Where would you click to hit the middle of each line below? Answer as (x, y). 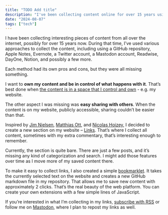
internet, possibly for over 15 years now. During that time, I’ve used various (82, 44)
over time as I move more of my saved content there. (59, 161)
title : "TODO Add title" (31, 10)
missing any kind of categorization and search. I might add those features (81, 156)
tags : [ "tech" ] (21, 24)
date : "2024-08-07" (25, 19)
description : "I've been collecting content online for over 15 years (80, 15)
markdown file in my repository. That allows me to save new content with (80, 181)
